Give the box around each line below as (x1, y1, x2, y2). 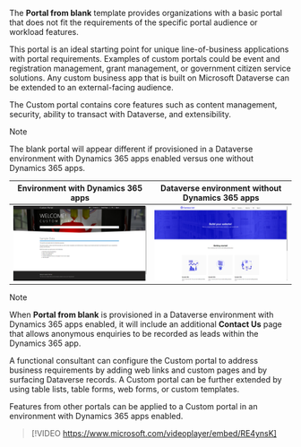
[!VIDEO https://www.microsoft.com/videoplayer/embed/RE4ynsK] (30, 428, 278, 439)
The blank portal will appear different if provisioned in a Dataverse (9, 143, 254, 154)
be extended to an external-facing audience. (9, 82, 174, 92)
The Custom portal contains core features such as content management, (9, 99, 278, 110)
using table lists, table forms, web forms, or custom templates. (9, 384, 240, 395)
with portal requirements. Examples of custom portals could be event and (9, 54, 280, 64)
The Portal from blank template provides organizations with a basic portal (9, 8, 282, 18)
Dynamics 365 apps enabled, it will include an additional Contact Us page (9, 319, 282, 330)
